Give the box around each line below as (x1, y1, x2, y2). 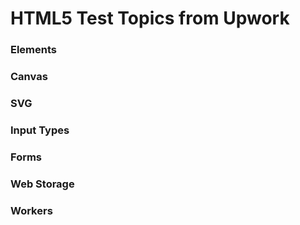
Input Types (10, 123, 70, 137)
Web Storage (10, 177, 75, 191)
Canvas (10, 70, 48, 84)
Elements (10, 43, 58, 57)
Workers (10, 203, 53, 217)
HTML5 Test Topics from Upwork (10, 7, 290, 30)
